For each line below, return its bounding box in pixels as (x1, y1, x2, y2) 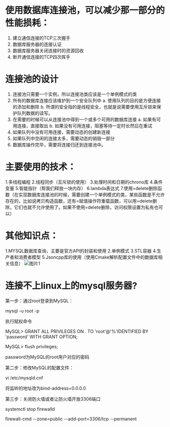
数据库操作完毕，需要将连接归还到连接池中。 (12, 141, 106, 148)
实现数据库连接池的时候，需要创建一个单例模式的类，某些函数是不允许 (18, 192, 165, 198)
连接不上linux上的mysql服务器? (5, 280, 138, 291)
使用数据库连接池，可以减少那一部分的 (5, 5, 165, 16)
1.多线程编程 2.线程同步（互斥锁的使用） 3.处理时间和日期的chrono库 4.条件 (5, 179, 163, 185)
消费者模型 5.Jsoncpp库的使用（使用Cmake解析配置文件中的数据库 (18, 254, 158, 260)
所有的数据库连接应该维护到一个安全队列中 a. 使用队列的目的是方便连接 (12, 97, 161, 104)
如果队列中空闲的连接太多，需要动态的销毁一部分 (12, 135, 115, 141)
